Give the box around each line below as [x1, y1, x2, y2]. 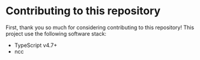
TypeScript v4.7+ [14, 42, 58, 49]
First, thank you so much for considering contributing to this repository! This [5, 24, 195, 31]
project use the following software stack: [5, 30, 106, 37]
